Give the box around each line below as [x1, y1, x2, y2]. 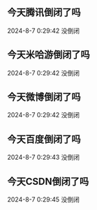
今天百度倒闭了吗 [7, 133, 81, 145]
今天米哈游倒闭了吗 [7, 49, 90, 61]
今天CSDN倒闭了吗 [7, 175, 89, 187]
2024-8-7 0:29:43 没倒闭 [7, 153, 80, 162]
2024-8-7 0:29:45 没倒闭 [7, 195, 80, 204]
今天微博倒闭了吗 [7, 91, 81, 103]
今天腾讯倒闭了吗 [7, 6, 81, 19]
